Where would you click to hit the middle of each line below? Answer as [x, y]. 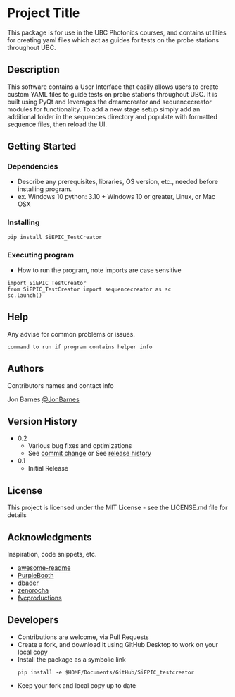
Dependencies [33, 166]
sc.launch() [25, 296]
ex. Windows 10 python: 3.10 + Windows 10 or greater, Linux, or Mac [116, 197]
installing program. [45, 189]
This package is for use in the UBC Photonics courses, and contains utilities [117, 32]
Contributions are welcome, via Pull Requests [83, 637]
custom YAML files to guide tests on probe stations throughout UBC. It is [113, 94]
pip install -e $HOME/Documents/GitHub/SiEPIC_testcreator [106, 672]
